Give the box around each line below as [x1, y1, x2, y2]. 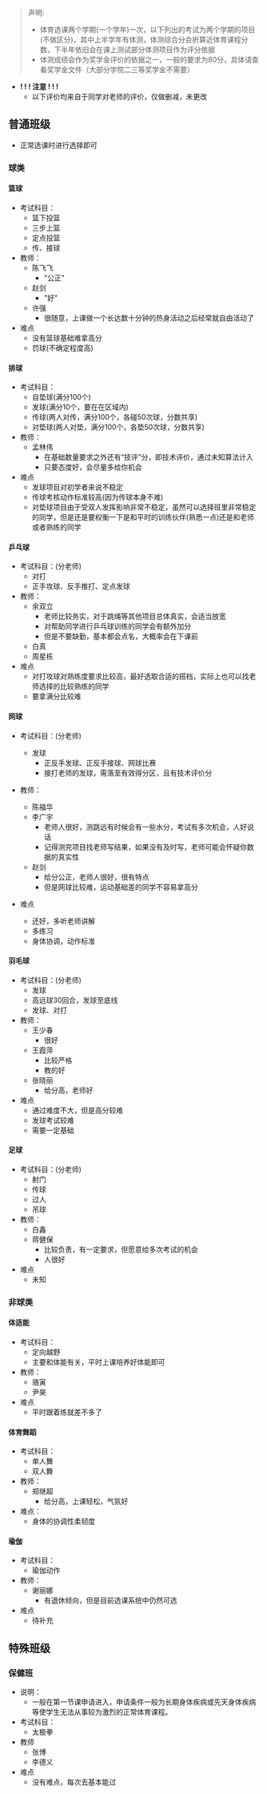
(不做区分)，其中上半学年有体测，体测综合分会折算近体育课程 [39, 35, 241, 44]
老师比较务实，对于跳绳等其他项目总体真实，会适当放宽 [43, 612, 226, 621]
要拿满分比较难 [31, 692, 82, 702]
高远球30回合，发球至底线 [31, 995, 118, 1004]
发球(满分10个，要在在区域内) [31, 402, 130, 412]
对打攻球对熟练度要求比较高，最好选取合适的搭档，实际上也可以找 [31, 672, 249, 682]
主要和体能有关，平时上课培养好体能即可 [31, 1358, 165, 1367]
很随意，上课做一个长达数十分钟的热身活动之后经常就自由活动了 [43, 312, 254, 323]
